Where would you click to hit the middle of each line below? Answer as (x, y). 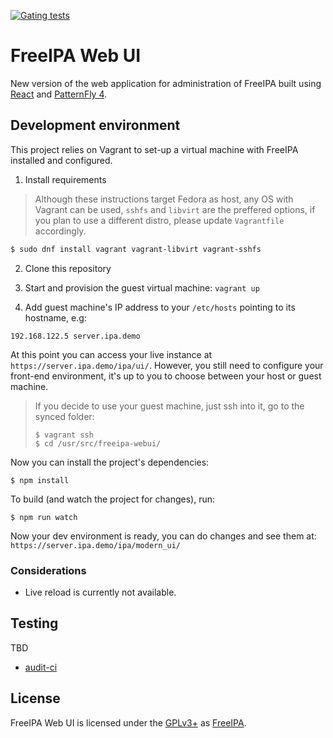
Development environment (95, 125)
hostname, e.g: (55, 317)
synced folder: (64, 416)
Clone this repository (68, 268)
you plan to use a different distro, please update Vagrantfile (159, 220)
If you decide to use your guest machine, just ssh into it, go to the (169, 406)
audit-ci (41, 667)
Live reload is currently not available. (100, 592)
